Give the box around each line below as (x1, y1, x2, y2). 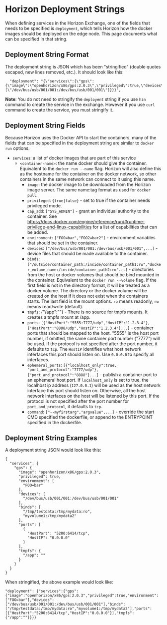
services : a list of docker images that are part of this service (12, 155, 136, 161)
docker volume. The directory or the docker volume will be (27, 287, 148, 293)
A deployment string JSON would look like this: (5, 447, 101, 453)
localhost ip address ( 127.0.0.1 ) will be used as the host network (27, 382, 161, 388)
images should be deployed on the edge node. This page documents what (5, 30, 158, 36)
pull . (27, 192, 38, 198)
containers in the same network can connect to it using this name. (19, 176, 155, 182)
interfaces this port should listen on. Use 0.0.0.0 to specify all (27, 351, 155, 357)
